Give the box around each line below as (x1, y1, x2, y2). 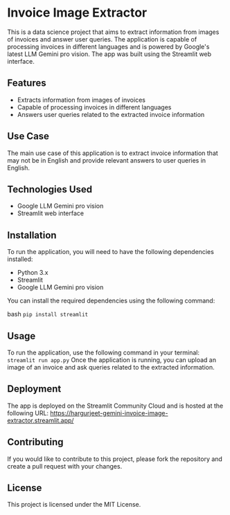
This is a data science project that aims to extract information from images (7, 28, 220, 36)
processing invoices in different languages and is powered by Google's (7, 42, 210, 51)
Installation (7, 229, 57, 241)
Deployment (7, 383, 62, 395)
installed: (7, 255, 33, 264)
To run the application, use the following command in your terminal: (7, 348, 200, 356)
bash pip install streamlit (7, 310, 89, 318)
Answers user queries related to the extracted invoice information (17, 110, 205, 118)
